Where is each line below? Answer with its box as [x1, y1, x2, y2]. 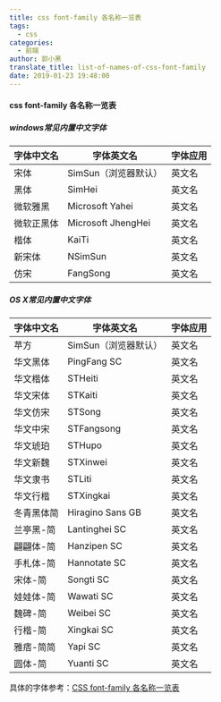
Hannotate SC [67, 556, 127, 569]
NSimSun [67, 250, 107, 263]
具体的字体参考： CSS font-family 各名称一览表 [9, 682, 181, 693]
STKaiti [67, 389, 98, 402]
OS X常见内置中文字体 [9, 294, 91, 305]
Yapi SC [67, 640, 101, 653]
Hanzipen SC [67, 540, 123, 553]
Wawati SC [67, 590, 114, 603]
